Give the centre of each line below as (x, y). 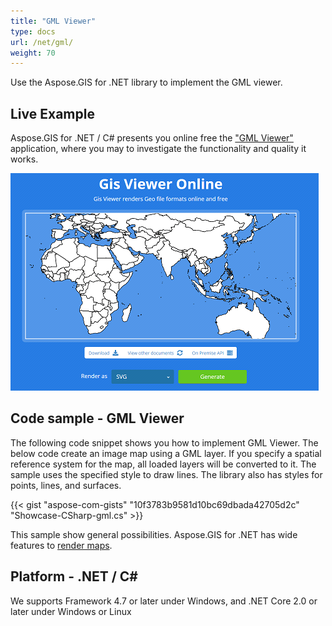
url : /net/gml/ (42, 42)
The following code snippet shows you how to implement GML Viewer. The (164, 442)
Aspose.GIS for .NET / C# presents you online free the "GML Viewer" (152, 138)
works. (24, 159)
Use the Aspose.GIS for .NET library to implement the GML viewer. (146, 82)
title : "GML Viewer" (53, 21)
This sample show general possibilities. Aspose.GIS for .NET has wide (154, 534)
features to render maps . (61, 545)
